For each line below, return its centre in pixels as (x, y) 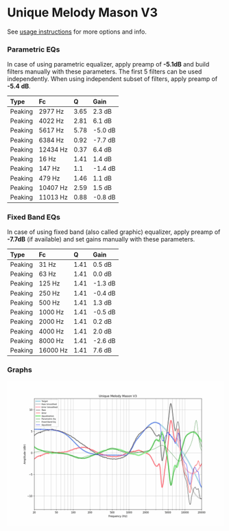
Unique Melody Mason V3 (83, 13)
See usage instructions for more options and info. (77, 32)
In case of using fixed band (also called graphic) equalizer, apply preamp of (114, 232)
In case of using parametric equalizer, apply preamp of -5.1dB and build (108, 64)
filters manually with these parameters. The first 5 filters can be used (105, 72)
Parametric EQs (34, 49)
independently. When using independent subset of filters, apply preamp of (112, 79)
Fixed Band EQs (34, 217)
